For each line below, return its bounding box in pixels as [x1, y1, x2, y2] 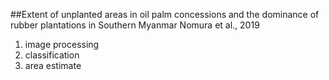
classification [24, 49, 80, 61]
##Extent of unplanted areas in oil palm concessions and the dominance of [10, 9, 320, 20]
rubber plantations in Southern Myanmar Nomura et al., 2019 [10, 19, 260, 31]
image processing [24, 39, 100, 50]
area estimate [24, 60, 82, 71]
